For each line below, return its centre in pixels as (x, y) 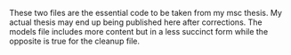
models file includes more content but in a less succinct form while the (139, 31)
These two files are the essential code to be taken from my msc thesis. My (146, 13)
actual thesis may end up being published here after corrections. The (136, 22)
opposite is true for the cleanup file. (75, 41)
